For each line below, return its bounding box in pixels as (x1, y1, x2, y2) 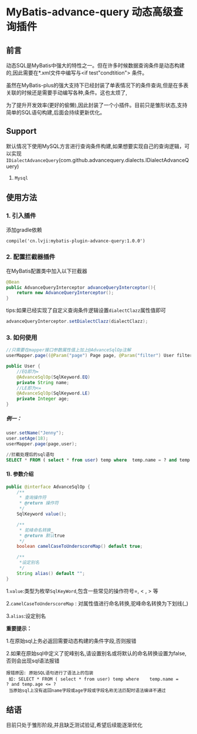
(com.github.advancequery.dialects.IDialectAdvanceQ (58, 156, 189, 163)
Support (6, 126, 37, 136)
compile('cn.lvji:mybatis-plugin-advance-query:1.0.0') (6, 238, 145, 244)
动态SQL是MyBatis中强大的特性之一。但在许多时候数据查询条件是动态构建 (6, 62, 185, 69)
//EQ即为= (16, 368, 39, 375)
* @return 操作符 (19, 500, 59, 506)
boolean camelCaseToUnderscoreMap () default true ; (16, 544, 143, 550)
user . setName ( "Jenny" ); (6, 430, 64, 436)
